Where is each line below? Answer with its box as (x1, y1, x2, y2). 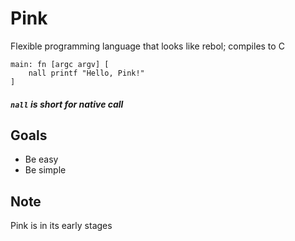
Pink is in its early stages (10, 220, 113, 232)
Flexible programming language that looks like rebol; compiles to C (10, 40, 285, 52)
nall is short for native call (10, 98, 124, 110)
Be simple (24, 164, 67, 176)
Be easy (24, 153, 59, 166)
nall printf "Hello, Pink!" (28, 68, 145, 78)
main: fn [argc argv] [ (10, 59, 110, 69)
